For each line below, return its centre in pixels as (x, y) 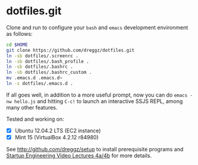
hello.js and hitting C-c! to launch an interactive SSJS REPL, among (98, 101)
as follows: (19, 33)
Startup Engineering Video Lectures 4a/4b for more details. (79, 155)
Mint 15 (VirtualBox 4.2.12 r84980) (57, 137)
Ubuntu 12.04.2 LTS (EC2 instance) (58, 130)
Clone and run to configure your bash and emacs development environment (97, 27)
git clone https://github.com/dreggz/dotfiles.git (70, 50)
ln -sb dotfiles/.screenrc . (42, 56)
